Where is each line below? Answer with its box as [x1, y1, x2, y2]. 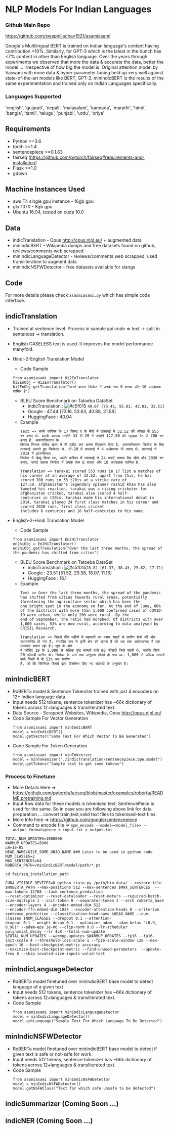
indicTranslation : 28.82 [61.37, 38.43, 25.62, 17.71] [27, 564, 163, 570]
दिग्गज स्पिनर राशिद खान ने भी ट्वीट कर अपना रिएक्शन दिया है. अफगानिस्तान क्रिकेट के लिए [20, 442, 164, 447]
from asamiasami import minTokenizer [12, 752, 93, 757]
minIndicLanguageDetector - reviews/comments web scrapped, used [12, 253, 158, 259]
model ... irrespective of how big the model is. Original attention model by [5, 64, 158, 70]
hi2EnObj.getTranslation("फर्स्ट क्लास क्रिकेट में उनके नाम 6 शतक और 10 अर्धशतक [12, 384, 161, 389]
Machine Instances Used [5, 185, 85, 193]
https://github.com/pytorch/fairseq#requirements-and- [30, 154, 145, 160]
